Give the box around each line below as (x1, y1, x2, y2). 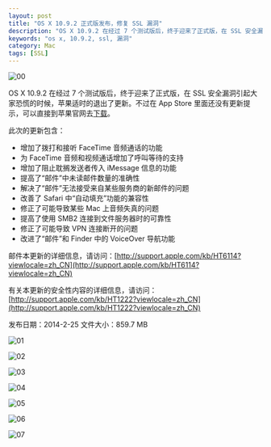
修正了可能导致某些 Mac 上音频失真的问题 (19, 204, 160, 213)
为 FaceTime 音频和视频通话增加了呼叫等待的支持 (19, 153, 184, 162)
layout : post (8, 11, 52, 20)
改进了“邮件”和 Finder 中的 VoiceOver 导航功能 (19, 234, 176, 243)
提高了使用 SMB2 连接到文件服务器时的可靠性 (19, 213, 172, 223)
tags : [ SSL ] (8, 49, 48, 57)
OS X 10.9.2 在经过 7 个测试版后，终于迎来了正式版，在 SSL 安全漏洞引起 (8, 88, 251, 98)
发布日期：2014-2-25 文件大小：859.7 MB (8, 320, 148, 329)
